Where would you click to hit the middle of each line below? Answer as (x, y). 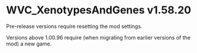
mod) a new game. (29, 44)
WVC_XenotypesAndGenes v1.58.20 (98, 10)
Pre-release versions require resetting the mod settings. (74, 26)
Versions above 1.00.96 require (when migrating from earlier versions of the (98, 37)
